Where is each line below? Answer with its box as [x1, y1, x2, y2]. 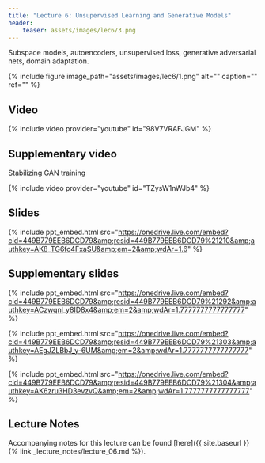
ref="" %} [8, 80, 41, 89]
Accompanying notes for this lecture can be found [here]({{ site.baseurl [8, 438, 242, 448]
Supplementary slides [8, 267, 119, 281]
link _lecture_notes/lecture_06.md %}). [19, 446, 146, 456]
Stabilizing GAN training [8, 168, 86, 177]
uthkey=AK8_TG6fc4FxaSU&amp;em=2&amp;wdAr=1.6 [8, 244, 188, 253]
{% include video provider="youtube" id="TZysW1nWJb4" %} [8, 184, 210, 192]
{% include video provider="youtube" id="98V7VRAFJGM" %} [8, 124, 212, 134]
